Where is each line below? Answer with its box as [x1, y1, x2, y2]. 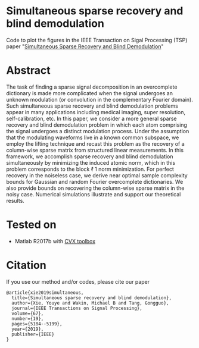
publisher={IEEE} [11, 331, 55, 337]
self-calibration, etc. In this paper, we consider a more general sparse [6, 115, 177, 122]
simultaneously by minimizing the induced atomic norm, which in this [6, 159, 176, 166]
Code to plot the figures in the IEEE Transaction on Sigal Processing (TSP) [6, 36, 188, 43]
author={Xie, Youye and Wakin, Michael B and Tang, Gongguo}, [11, 300, 169, 306]
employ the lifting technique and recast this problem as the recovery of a [6, 140, 185, 147]
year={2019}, [11, 326, 44, 332]
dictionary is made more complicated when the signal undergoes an [6, 89, 173, 96]
